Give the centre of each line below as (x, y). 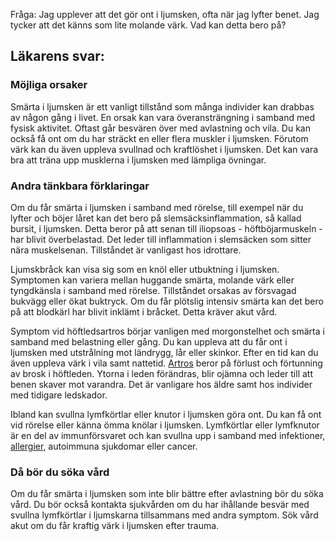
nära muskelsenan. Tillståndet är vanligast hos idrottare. (126, 250)
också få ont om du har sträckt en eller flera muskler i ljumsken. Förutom (159, 138)
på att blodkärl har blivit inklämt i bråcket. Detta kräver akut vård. (144, 311)
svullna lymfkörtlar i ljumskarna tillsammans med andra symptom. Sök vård (164, 515)
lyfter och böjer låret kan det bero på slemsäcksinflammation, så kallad (156, 218)
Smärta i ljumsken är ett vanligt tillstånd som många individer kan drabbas (162, 106)
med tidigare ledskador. (59, 395)
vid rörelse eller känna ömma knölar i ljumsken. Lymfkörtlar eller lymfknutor (165, 425)
